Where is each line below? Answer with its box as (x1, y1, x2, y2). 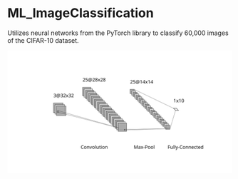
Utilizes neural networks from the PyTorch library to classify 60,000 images (7, 29, 229, 37)
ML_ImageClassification (7, 5, 155, 21)
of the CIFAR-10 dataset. (7, 36, 80, 44)
